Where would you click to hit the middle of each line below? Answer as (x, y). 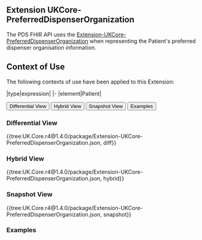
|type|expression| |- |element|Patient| (54, 93)
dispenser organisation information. (51, 47)
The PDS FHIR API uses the (41, 34)
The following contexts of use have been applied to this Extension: (91, 82)
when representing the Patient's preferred (143, 41)
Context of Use (36, 67)
